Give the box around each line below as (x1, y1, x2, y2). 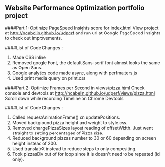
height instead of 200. (12, 140, 58, 146)
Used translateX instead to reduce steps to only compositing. (12, 145, 137, 152)
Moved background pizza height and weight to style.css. (12, 119, 128, 125)
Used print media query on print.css (12, 75, 86, 81)
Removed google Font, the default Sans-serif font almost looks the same (12, 59, 160, 66)
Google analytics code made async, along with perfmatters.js (12, 70, 137, 76)
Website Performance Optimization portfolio (5, 4, 145, 12)
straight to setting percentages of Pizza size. (12, 130, 104, 136)
